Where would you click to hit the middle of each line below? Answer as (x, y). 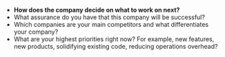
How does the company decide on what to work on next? (97, 10)
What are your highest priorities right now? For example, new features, (114, 39)
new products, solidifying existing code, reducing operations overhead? (116, 46)
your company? (36, 32)
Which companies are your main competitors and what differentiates (111, 24)
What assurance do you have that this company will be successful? (109, 17)
